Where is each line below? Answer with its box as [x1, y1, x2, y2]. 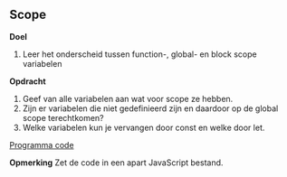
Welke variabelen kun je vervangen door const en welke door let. [22, 122, 265, 133]
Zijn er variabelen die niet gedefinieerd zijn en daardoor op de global [22, 103, 279, 114]
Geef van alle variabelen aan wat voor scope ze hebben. [22, 93, 234, 104]
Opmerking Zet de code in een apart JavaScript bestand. [9, 157, 224, 168]
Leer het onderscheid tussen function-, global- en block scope [22, 49, 257, 60]
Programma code [9, 139, 74, 150]
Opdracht [9, 76, 47, 87]
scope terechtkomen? [22, 112, 104, 123]
